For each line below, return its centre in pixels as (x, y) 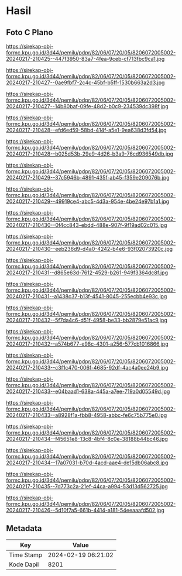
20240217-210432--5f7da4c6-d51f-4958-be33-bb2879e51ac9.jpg (87, 320)
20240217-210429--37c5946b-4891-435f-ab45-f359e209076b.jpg (88, 177)
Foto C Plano (30, 32)
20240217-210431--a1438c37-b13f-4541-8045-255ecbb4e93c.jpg (87, 296)
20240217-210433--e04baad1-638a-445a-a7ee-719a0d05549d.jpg (88, 391)
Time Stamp (26, 555)
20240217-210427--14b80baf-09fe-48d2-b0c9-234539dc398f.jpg (87, 106)
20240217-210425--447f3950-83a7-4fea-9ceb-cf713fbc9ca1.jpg (85, 59)
